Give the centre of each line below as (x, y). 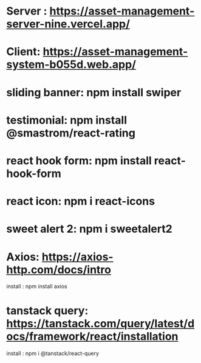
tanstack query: (47, 311)
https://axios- (77, 257)
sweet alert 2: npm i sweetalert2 (90, 229)
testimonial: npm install (67, 120)
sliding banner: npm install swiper (94, 92)
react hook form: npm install (79, 160)
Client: (23, 52)
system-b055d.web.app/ (71, 65)
